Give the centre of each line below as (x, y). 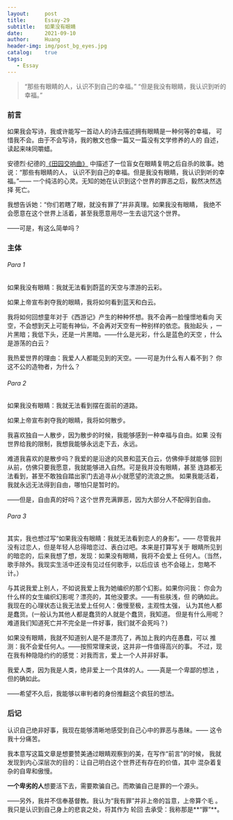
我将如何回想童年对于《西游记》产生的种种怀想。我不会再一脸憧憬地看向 (111, 317)
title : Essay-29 (39, 20)
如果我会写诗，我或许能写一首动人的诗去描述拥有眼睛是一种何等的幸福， (111, 131)
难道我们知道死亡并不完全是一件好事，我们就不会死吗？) (88, 623)
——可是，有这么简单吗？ (44, 228)
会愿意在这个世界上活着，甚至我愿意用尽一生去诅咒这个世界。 (96, 213)
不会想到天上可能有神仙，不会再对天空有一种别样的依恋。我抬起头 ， (118, 326)
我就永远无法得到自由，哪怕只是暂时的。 (65, 485)
